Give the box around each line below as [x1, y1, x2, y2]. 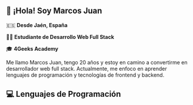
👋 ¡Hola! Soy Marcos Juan [6, 6, 102, 16]
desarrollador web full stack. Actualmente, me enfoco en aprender [6, 65, 167, 72]
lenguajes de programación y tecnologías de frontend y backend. [6, 71, 165, 78]
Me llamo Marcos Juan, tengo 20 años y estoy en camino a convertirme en [6, 58, 188, 65]
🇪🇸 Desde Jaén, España [6, 21, 68, 28]
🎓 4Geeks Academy [6, 45, 59, 52]
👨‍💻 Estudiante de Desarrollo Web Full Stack [6, 33, 115, 40]
